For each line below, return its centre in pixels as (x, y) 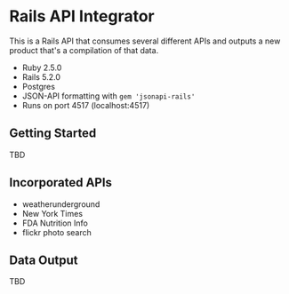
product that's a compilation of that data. (84, 50)
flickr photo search (56, 232)
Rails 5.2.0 (41, 76)
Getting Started (53, 134)
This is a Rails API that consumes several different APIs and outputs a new (145, 41)
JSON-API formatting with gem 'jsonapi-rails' (108, 96)
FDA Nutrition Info (55, 223)
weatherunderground (61, 204)
